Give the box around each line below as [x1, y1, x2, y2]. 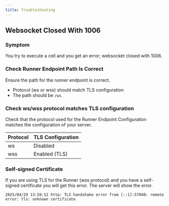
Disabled [33, 142, 55, 149]
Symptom [5, 41, 30, 48]
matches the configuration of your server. [5, 121, 92, 128]
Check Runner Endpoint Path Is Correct [5, 65, 104, 72]
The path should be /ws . [12, 92, 63, 98]
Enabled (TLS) [33, 150, 68, 157]
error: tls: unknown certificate [5, 197, 76, 202]
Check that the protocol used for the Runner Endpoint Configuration [5, 116, 147, 122]
